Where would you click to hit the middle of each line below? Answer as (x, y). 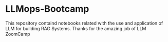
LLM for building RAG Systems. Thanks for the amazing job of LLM (76, 28)
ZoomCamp (18, 34)
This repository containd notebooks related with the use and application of (84, 23)
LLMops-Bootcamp (47, 9)
